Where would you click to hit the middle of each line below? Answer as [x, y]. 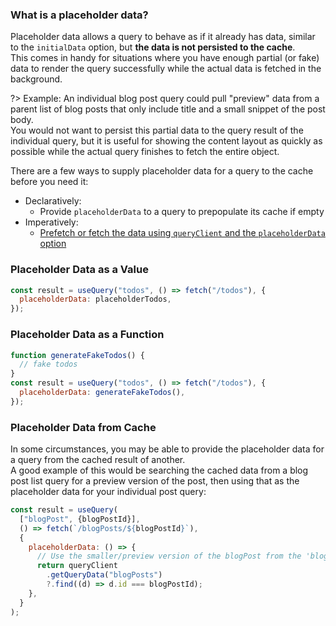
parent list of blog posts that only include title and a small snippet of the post [168, 109]
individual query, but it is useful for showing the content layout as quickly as [166, 141]
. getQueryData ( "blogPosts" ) [104, 575]
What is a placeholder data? [79, 15]
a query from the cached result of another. [98, 460]
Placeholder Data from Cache [83, 427]
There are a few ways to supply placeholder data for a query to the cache [162, 171]
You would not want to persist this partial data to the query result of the [157, 130]
